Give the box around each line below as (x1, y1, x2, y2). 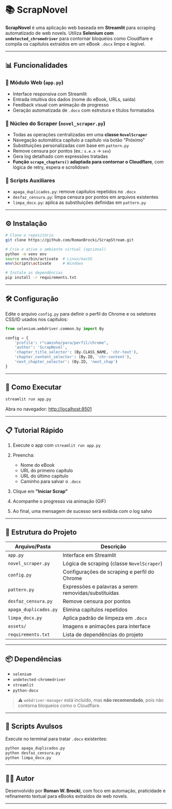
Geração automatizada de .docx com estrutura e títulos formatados (12, 107, 155, 113)
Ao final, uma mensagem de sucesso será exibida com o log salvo (12, 508, 153, 514)
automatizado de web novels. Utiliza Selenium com (5, 30, 114, 36)
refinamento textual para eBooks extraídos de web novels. (5, 793, 128, 799)
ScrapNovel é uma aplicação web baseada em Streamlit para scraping (5, 24, 156, 31)
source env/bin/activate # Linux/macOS (5, 256, 93, 261)
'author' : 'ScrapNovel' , (14, 345, 68, 350)
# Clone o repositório (5, 233, 54, 238)
